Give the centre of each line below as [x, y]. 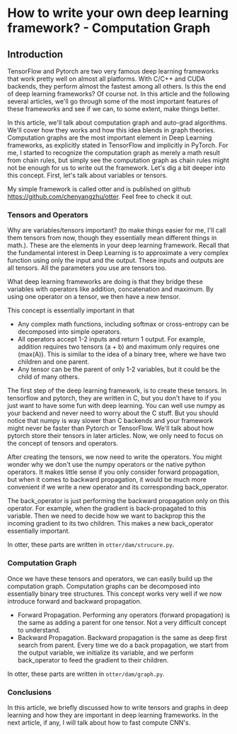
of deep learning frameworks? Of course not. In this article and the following [118, 94]
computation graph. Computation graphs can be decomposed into [104, 586]
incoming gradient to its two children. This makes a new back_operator [110, 524]
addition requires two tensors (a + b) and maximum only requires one [118, 347]
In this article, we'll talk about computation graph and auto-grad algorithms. [117, 123]
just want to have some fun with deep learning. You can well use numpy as [116, 406]
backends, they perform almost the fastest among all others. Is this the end [117, 86]
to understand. [39, 630]
